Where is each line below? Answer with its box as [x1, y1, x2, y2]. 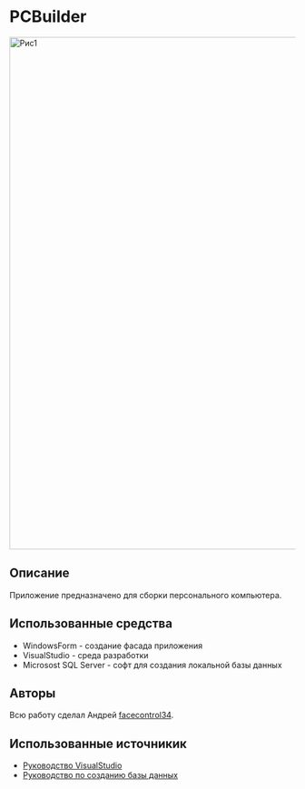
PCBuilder [9, 6, 87, 27]
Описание [9, 566, 70, 581]
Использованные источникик [9, 735, 188, 751]
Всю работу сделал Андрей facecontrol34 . [9, 710, 174, 721]
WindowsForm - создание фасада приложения [22, 640, 203, 651]
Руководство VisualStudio [22, 760, 123, 771]
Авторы [9, 685, 56, 701]
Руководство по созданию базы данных [22, 770, 179, 781]
